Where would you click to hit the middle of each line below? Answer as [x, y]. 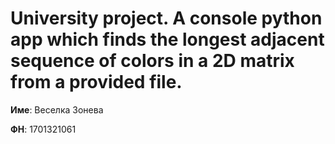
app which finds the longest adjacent [167, 39]
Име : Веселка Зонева [57, 109]
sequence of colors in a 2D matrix [152, 61]
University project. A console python [166, 18]
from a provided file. [96, 82]
